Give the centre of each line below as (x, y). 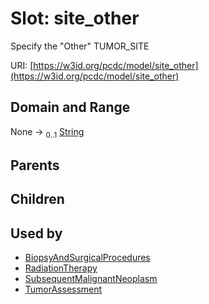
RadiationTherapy (61, 268)
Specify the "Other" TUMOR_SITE (80, 46)
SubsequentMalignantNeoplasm (91, 279)
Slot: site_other (75, 18)
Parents (35, 165)
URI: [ (22, 65)
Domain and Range (70, 107)
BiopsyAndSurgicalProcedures (87, 258)
